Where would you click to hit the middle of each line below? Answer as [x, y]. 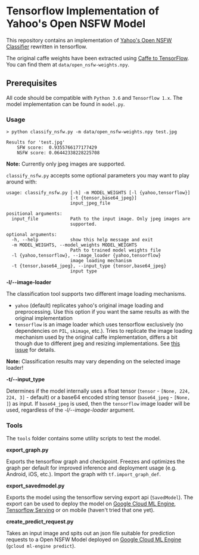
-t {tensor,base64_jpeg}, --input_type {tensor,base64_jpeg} [89, 266]
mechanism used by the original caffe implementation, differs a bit [96, 337]
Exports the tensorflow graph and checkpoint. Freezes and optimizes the [96, 462]
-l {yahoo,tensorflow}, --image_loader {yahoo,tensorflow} [86, 256]
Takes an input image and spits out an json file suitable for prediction [91, 533]
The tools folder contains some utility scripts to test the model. [84, 439]
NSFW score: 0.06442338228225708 [58, 153]
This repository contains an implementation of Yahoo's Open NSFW [89, 40]
